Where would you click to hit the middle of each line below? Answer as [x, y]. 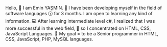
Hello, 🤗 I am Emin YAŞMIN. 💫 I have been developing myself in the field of [83, 8]
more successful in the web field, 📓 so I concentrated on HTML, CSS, [78, 28]
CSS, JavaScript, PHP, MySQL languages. [49, 39]
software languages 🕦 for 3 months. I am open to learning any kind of [79, 13]
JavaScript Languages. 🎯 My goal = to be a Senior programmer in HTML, [82, 34]
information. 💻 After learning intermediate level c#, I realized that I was [80, 21]
